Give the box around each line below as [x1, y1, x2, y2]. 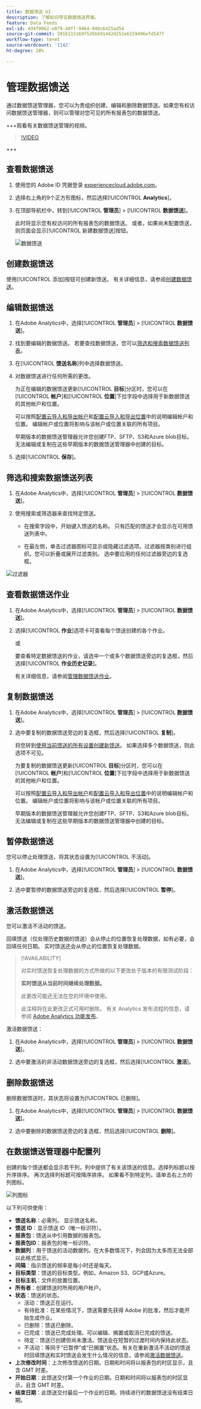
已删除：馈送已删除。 [23, 1321, 77, 1329]
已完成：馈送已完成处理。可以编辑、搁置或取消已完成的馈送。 [23, 1329, 176, 1336]
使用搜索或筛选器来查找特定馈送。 [14, 509, 99, 517]
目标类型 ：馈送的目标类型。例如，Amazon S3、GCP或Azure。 [14, 1269, 169, 1276]
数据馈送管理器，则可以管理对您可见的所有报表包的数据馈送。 [11, 109, 163, 116]
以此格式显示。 [14, 1254, 52, 1261]
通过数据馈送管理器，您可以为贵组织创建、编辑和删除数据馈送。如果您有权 [6, 101, 190, 108]
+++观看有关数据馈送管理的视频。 [6, 122, 90, 129]
